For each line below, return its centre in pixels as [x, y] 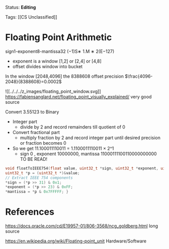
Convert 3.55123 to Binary [32, 112]
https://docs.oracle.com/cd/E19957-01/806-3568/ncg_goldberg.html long [82, 226]
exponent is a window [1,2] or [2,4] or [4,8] [57, 61]
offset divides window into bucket [48, 66]
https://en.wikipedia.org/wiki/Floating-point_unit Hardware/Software [76, 241]
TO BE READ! [34, 159]
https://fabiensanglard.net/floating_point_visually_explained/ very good [78, 97]
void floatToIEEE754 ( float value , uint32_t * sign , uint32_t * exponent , [82, 168]
